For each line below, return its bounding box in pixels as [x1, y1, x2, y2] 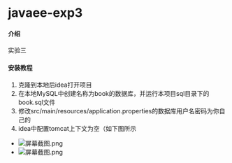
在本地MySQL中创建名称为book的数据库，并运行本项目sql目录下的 [17, 89, 210, 97]
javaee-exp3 [8, 5, 83, 21]
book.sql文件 [17, 98, 56, 106]
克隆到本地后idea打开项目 [17, 80, 92, 89]
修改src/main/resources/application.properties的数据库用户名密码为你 [17, 106, 219, 115]
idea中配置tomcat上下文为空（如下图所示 [17, 124, 137, 132]
